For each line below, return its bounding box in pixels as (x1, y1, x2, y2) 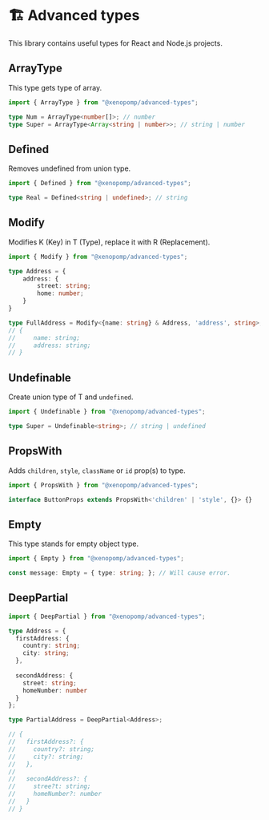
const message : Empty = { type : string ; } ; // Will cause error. (8, 569, 231, 577)
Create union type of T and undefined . (8, 392, 134, 402)
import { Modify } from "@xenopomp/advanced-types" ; (8, 252, 188, 261)
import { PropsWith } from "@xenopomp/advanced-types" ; (8, 481, 199, 489)
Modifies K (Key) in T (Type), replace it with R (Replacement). (8, 237, 211, 247)
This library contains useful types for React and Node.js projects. (8, 38, 223, 48)
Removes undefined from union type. (8, 164, 131, 173)
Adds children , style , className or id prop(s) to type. (8, 466, 186, 475)
